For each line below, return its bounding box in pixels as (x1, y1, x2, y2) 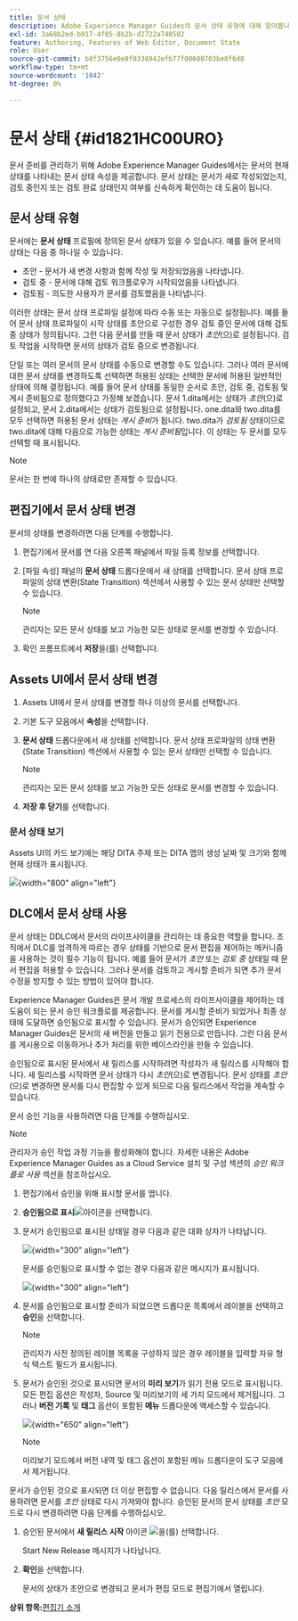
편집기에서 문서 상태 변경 (9, 502, 136, 517)
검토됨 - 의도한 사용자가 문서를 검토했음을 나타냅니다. (21, 288, 207, 299)
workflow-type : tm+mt (9, 63, 90, 72)
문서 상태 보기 (9, 826, 65, 838)
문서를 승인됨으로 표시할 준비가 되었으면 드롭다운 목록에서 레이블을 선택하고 (21, 1301, 285, 1312)
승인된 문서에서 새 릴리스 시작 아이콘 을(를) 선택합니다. (21, 1526, 220, 1537)
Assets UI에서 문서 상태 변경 (9, 671, 158, 687)
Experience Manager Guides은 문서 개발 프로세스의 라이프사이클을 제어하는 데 (9, 995, 285, 1006)
